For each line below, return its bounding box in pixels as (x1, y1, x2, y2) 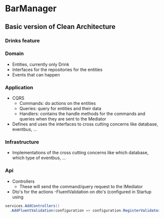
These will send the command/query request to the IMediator (19, 183, 143, 189)
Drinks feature (5, 37, 40, 44)
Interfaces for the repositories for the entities (12, 67, 102, 73)
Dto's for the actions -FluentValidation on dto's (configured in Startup (12, 189, 152, 194)
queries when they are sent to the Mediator (19, 116, 106, 122)
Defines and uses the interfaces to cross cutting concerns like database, (12, 121, 159, 127)
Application (5, 84, 33, 91)
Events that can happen (12, 72, 60, 77)
